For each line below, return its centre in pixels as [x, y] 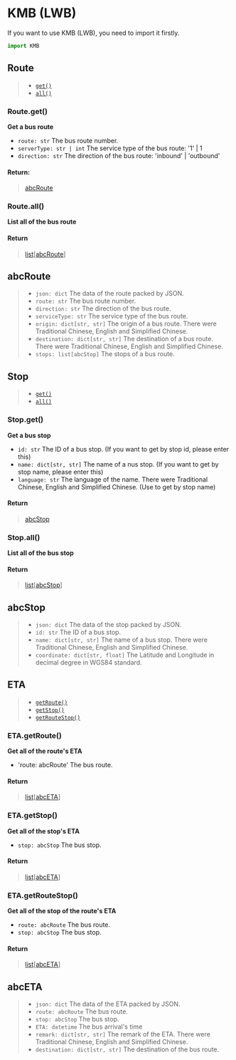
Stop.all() [24, 537]
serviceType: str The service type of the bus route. [112, 316]
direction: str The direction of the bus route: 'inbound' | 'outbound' [119, 155]
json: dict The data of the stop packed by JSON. [108, 625]
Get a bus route [31, 127]
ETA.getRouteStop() [43, 895]
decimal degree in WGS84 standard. [88, 662]
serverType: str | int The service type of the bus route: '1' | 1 [110, 148]
